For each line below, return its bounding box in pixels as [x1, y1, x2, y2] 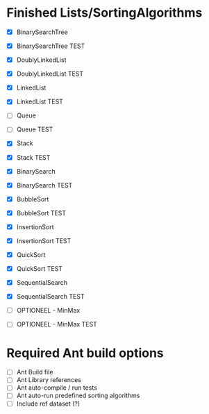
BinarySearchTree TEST [16, 42, 85, 50]
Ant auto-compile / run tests [16, 383, 98, 392]
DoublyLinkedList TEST [16, 69, 84, 78]
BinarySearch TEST [16, 181, 73, 189]
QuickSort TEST [16, 265, 63, 272]
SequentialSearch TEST [16, 292, 85, 301]
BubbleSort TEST [16, 208, 67, 217]
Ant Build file [16, 368, 53, 376]
